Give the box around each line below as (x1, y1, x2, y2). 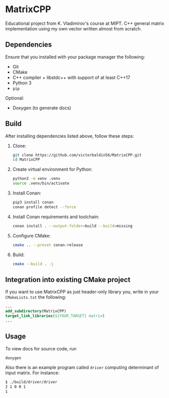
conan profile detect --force (12, 204, 77, 210)
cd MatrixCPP (12, 157, 40, 163)
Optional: (5, 95, 24, 101)
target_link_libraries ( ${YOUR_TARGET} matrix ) (5, 313, 105, 319)
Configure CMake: (12, 232, 51, 238)
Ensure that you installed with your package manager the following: (5, 54, 145, 60)
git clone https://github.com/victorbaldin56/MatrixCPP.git (12, 152, 142, 157)
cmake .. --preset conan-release (12, 242, 83, 248)
